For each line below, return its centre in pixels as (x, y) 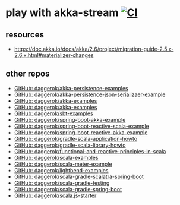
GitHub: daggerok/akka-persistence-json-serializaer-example (90, 94)
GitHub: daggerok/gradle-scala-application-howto (76, 138)
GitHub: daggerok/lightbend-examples (61, 170)
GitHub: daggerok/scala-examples (56, 157)
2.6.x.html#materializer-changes (54, 55)
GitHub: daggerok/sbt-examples (53, 113)
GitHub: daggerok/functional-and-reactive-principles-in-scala (90, 151)
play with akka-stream (62, 13)
